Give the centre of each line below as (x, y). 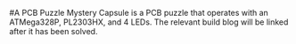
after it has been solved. (53, 31)
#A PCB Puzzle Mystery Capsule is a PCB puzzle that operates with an (139, 13)
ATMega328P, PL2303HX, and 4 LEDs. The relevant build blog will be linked (149, 22)
